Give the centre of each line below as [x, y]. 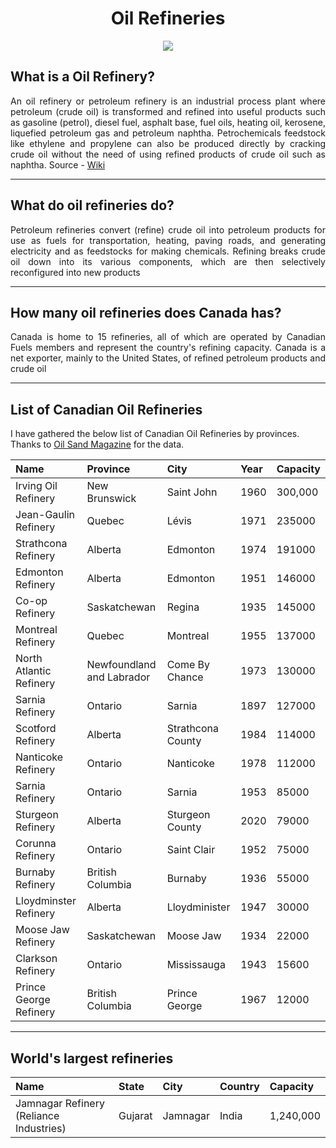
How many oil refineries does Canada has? [146, 312]
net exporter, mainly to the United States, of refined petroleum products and [168, 358]
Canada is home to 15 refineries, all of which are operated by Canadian [168, 337]
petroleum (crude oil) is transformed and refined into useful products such [168, 111]
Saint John [192, 492]
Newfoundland [121, 665]
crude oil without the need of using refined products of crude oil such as [168, 154]
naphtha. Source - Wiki [58, 164]
